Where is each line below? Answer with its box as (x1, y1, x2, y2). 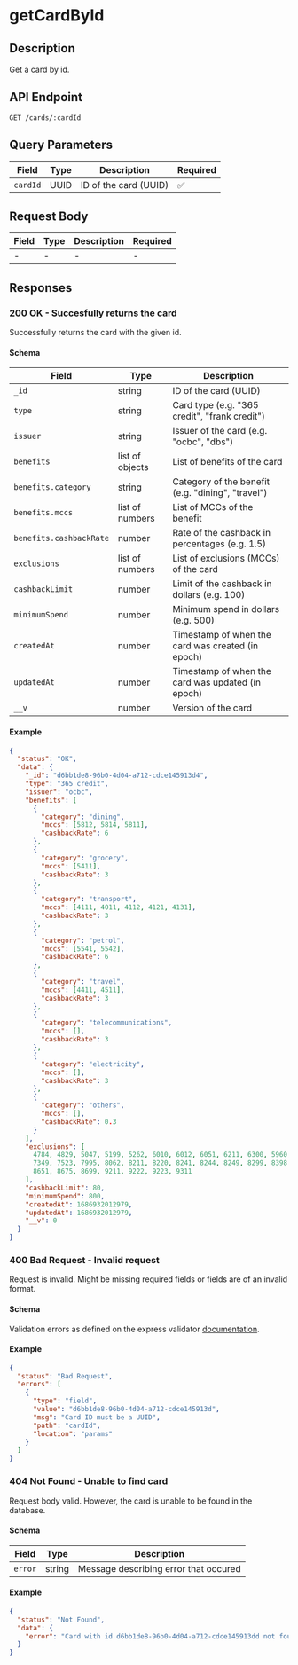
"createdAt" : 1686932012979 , (25, 1199, 133, 1209)
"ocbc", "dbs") (172, 436, 234, 448)
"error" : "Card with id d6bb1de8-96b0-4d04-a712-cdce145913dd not (25, 1631, 276, 1641)
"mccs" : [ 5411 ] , (41, 861, 101, 870)
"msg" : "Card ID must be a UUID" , (32, 1412, 161, 1422)
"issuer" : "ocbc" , (25, 787, 93, 797)
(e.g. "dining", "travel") (172, 487, 268, 499)
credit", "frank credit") (172, 410, 266, 422)
